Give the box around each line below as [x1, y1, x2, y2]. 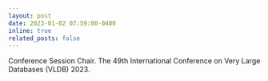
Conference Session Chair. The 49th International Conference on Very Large [8, 56, 261, 66]
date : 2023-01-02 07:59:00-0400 [8, 19, 116, 27]
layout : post [8, 11, 52, 20]
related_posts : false [8, 34, 81, 43]
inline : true [8, 26, 52, 34]
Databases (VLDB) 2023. [8, 65, 90, 75]
